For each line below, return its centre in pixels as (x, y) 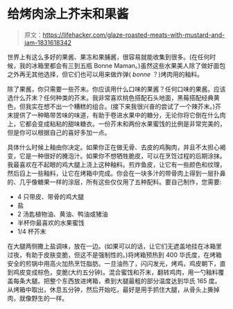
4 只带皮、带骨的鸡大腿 (51, 197)
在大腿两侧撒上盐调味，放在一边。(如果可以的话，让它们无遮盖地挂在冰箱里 (115, 246)
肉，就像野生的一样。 (37, 298)
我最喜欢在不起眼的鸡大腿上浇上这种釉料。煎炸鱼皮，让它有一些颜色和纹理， (116, 165)
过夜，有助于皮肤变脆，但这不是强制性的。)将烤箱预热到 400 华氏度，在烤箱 (114, 255)
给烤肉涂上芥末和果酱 (68, 14)
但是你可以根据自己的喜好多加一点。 (59, 132)
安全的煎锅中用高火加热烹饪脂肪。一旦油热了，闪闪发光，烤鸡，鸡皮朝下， (113, 263)
